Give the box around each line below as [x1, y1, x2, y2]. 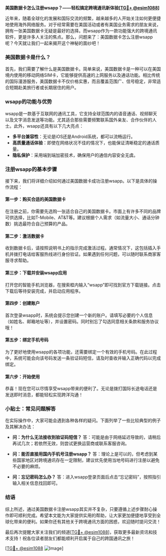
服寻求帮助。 [5, 258, 31, 264]
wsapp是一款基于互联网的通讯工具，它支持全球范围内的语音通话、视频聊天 [5, 110, 157, 116]
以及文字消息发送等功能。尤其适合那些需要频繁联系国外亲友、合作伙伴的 [5, 117, 152, 123]
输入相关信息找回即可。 [12, 480, 60, 486]
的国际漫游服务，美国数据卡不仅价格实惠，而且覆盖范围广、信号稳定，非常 [5, 78, 157, 84]
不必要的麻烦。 [12, 464, 43, 470]
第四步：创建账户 [5, 300, 40, 306]
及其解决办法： [5, 424, 36, 430]
